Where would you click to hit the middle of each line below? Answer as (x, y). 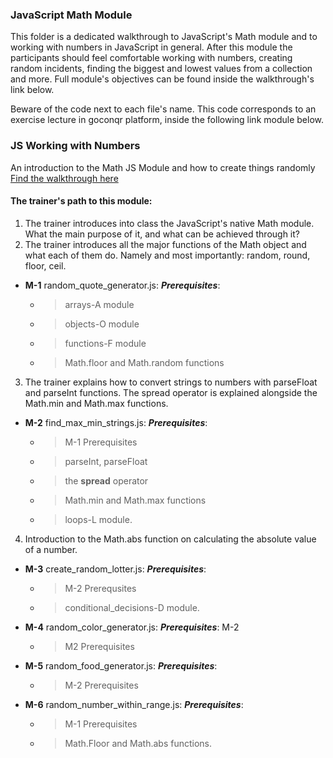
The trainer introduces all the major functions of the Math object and (165, 244)
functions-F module (105, 343)
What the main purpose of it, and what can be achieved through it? (162, 234)
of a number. (51, 549)
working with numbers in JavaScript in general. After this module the (151, 47)
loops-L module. (98, 519)
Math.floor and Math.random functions (144, 362)
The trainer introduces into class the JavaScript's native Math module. (169, 223)
